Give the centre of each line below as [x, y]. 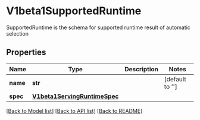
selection [17, 33]
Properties [26, 53]
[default [175, 79]
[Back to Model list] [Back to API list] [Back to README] [74, 110]
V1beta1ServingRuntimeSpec [75, 96]
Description [142, 69]
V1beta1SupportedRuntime [74, 11]
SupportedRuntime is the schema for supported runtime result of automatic [98, 27]
